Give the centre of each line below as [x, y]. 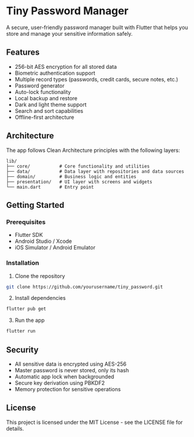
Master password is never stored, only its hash [72, 370]
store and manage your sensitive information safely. [69, 33]
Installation [23, 263]
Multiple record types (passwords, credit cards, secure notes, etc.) [96, 79]
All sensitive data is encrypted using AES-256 [70, 364]
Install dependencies [40, 298]
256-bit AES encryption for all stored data [66, 66]
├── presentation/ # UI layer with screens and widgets [79, 182]
